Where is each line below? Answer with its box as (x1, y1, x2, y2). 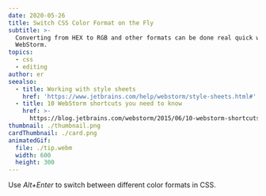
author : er (8, 70, 44, 78)
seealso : (8, 77, 37, 85)
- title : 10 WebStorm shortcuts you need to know (15, 100, 182, 107)
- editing (15, 63, 47, 71)
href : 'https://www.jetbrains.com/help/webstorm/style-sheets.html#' (22, 92, 257, 100)
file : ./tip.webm (15, 144, 73, 152)
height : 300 (15, 159, 55, 167)
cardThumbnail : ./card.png (8, 129, 97, 137)
